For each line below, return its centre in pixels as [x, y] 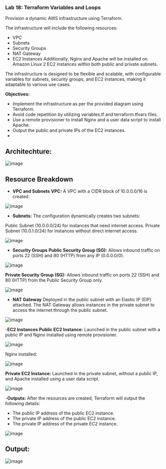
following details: [23, 403]
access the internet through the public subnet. [60, 310]
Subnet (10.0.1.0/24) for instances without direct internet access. [72, 231]
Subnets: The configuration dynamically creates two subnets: [76, 216]
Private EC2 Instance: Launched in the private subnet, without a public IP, [82, 373]
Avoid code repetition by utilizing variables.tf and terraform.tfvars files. [85, 114]
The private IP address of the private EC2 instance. [65, 424]
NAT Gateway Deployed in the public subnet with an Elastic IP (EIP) [82, 299]
